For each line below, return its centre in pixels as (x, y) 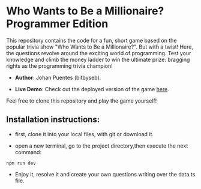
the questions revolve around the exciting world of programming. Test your (99, 53)
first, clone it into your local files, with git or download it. (84, 134)
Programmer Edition (57, 24)
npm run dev (21, 163)
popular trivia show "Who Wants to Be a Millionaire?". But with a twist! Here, (100, 47)
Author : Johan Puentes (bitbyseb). (58, 77)
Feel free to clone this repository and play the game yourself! (82, 101)
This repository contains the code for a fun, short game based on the (91, 40)
